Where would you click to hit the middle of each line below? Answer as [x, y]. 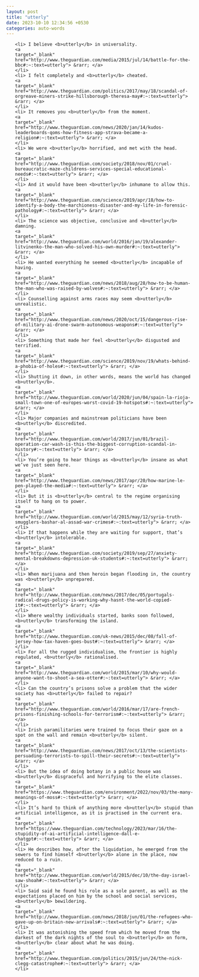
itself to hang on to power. [51, 502]
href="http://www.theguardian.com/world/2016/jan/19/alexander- [96, 242]
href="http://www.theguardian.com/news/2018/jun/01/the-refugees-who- [104, 917]
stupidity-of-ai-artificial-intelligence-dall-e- [78, 834]
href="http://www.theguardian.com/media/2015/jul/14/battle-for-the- [103, 60]
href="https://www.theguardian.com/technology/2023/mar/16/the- [96, 829]
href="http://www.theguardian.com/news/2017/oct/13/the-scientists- [101, 751]
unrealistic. [31, 304]
